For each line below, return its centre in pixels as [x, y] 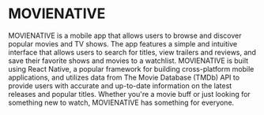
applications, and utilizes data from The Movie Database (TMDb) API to [124, 77]
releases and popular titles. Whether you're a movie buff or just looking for [129, 94]
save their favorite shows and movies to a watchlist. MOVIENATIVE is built [128, 61]
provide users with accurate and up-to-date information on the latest [120, 85]
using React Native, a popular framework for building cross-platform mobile [131, 69]
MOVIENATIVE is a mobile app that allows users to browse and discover [125, 35]
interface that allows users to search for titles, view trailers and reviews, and [132, 52]
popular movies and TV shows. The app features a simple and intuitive [123, 43]
